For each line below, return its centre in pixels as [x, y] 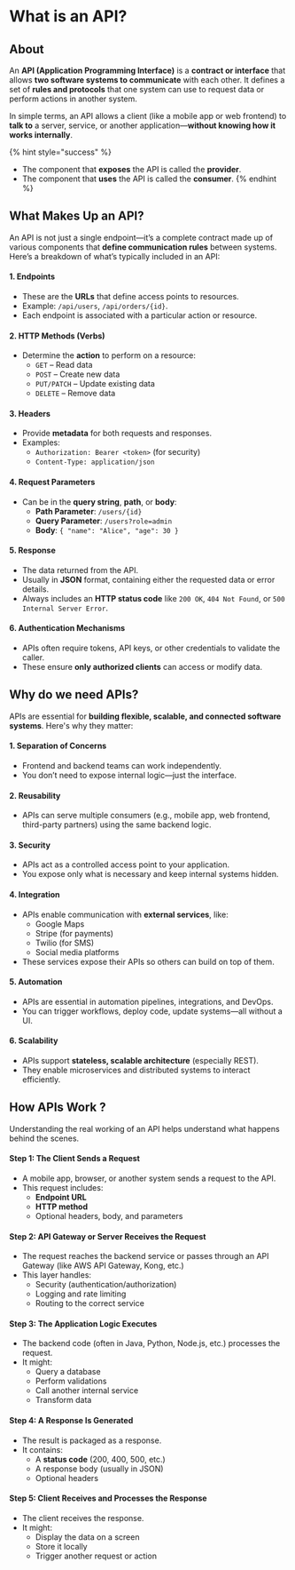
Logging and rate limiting [81, 1294]
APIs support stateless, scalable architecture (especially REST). [140, 1061]
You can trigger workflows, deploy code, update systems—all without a [152, 1011]
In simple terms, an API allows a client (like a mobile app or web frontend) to [148, 116]
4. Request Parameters [52, 482]
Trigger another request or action [96, 1556]
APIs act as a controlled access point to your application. [126, 865]
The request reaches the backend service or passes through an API [145, 1256]
